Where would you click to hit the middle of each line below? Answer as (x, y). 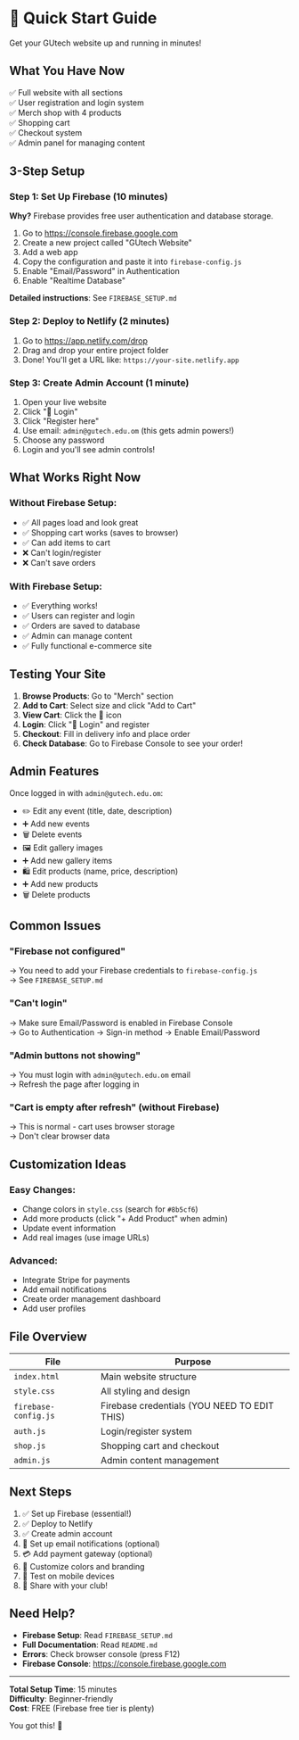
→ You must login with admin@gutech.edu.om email (100, 1074)
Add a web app (50, 253)
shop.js (30, 1446)
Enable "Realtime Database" (74, 281)
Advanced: (33, 1260)
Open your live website (64, 402)
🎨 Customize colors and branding (83, 1566)
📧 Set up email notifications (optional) (91, 1544)
